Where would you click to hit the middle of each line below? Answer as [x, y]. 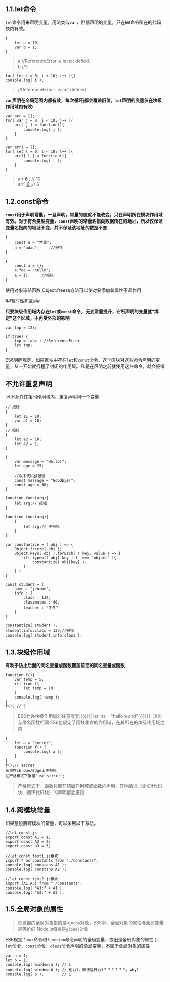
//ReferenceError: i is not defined [52, 89]
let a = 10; [27, 43]
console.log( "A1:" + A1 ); [35, 888]
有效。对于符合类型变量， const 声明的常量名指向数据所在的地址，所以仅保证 [84, 221]
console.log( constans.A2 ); [36, 869]
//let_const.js [21, 833]
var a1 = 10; [28, 421]
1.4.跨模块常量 [28, 810]
